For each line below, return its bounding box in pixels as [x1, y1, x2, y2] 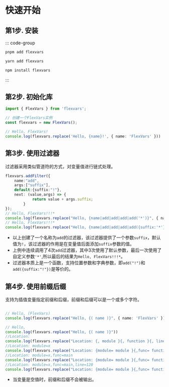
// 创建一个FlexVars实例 [5, 115, 53, 121]
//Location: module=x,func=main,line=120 [5, 362, 94, 367]
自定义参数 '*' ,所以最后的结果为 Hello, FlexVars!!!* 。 [12, 254, 126, 260]
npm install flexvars [5, 67, 51, 73]
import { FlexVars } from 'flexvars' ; [5, 106, 87, 111]
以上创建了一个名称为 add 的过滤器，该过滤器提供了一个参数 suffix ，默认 [12, 235, 161, 241]
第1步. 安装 [5, 26, 39, 35]
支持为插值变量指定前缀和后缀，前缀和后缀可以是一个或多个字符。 [5, 296, 142, 302]
